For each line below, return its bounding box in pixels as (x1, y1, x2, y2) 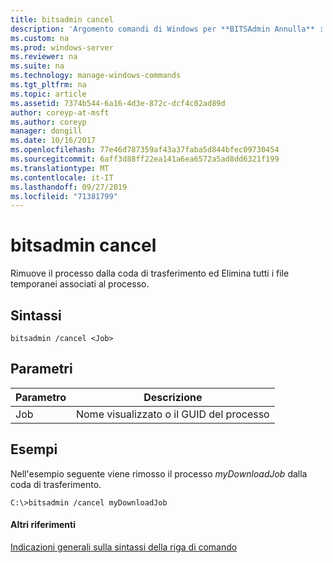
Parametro (15, 390, 67, 404)
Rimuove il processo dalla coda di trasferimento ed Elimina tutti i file (10, 267, 290, 280)
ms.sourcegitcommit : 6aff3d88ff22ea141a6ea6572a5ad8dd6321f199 (10, 154, 280, 164)
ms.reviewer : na (10, 52, 78, 62)
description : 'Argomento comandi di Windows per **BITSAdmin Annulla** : (10, 24, 325, 34)
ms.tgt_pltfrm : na (10, 80, 87, 90)
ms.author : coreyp (10, 117, 87, 127)
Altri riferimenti (10, 519, 76, 531)
